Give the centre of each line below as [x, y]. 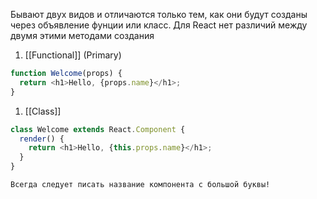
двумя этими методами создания [82, 35]
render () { [42, 139]
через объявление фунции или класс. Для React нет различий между [159, 25]
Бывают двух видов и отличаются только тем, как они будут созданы [159, 14]
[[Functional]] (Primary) [73, 55]
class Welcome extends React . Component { [98, 129]
